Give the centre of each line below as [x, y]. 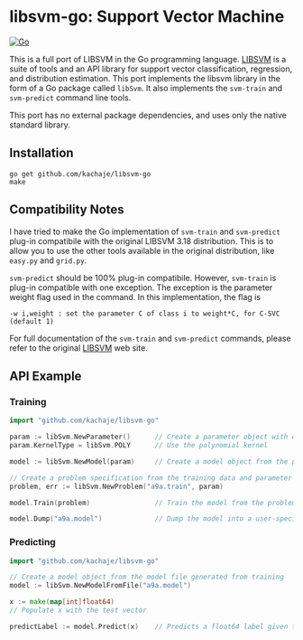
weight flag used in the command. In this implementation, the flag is [135, 296]
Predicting [32, 542]
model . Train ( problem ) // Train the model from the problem [153, 503]
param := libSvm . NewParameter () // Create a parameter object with [149, 437]
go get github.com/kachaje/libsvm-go [80, 174]
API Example [46, 376]
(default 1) [32, 321]
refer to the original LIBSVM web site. [79, 348]
